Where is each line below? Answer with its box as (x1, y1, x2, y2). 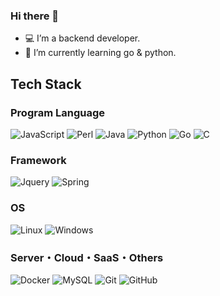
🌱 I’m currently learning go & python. (24, 47, 177, 59)
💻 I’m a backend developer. (24, 32, 141, 44)
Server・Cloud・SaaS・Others (10, 250, 164, 264)
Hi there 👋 (10, 9, 60, 23)
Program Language (10, 105, 106, 119)
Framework (10, 153, 67, 167)
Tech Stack (10, 75, 82, 93)
